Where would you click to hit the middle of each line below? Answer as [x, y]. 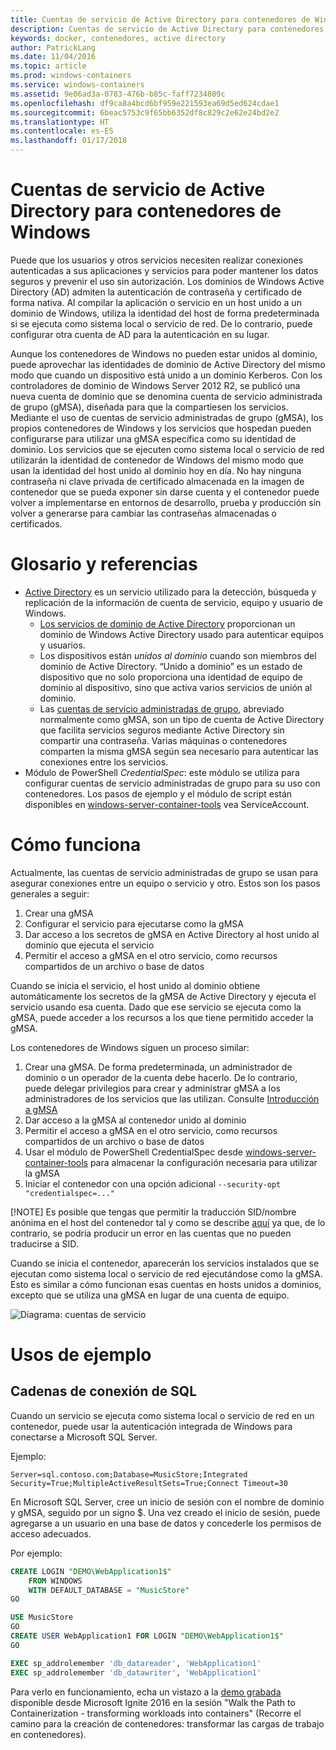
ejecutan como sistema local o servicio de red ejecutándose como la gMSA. [166, 1273]
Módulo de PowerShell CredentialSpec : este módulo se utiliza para [162, 772]
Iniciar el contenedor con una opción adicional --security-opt [153, 1183]
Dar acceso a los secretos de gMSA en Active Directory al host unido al [172, 934]
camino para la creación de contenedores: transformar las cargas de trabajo [167, 1723]
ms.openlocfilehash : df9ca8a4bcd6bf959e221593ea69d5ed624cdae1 [145, 103]
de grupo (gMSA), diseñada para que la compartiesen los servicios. [149, 407]
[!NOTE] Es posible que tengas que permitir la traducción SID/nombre [153, 1212]
